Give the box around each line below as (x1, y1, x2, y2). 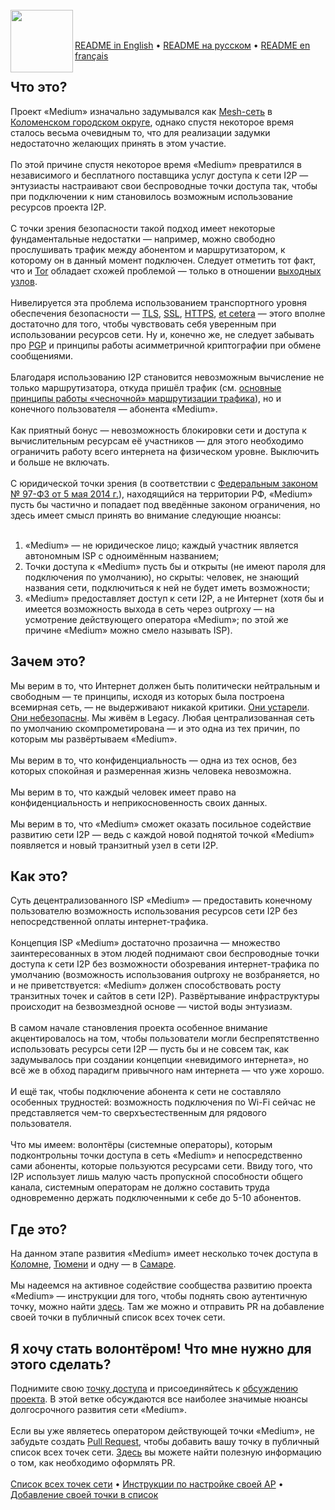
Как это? (10, 868, 68, 885)
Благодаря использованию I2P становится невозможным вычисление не (10, 371, 325, 383)
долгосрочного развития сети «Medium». (10, 1404, 188, 1416)
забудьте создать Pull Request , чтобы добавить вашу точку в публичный (10, 1436, 320, 1448)
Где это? (10, 1221, 68, 1238)
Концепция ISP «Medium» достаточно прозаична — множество (10, 937, 281, 949)
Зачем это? (10, 653, 87, 670)
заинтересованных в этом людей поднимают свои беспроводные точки (10, 948, 320, 960)
